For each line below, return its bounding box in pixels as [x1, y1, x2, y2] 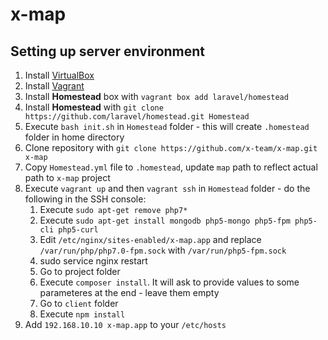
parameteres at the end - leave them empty [39, 287, 220, 298]
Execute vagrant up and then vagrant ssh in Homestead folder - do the [24, 183, 311, 194]
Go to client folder [39, 298, 119, 309]
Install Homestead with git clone [24, 101, 164, 113]
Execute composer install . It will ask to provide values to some [39, 276, 300, 288]
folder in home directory [24, 131, 125, 143]
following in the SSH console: [24, 193, 147, 205]
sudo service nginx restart [39, 255, 148, 267]
